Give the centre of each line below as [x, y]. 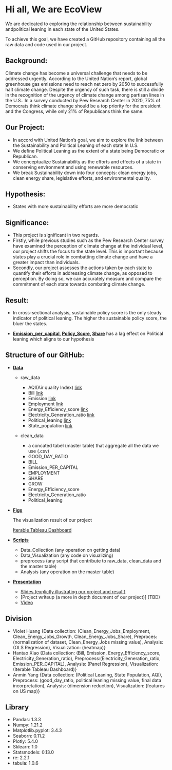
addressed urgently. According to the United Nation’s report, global [76, 79]
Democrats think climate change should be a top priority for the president [83, 106]
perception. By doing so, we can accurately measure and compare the [87, 279]
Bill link [36, 393]
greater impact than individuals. [46, 262]
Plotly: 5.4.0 [25, 741]
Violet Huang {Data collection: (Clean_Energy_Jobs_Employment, [81, 631]
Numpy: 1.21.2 [27, 725]
